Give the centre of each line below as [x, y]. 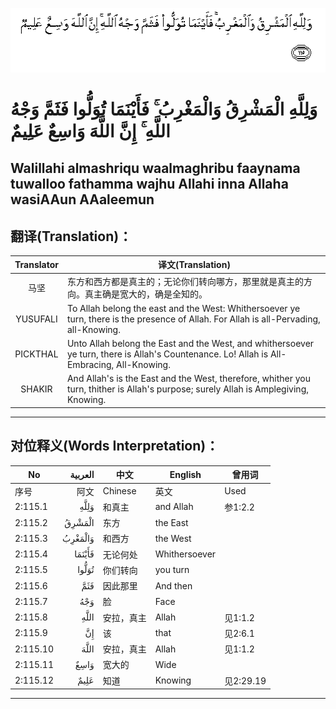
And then [173, 585]
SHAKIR [36, 389]
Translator [36, 264]
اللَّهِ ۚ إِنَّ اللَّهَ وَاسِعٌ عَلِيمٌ [90, 130]
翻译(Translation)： [71, 236]
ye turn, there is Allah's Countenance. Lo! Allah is [167, 354]
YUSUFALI [36, 319]
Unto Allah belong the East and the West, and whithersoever [190, 344]
